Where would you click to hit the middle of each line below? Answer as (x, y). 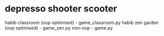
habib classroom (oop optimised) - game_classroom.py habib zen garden (82, 22)
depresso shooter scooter (61, 9)
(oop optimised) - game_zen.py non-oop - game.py (59, 27)
